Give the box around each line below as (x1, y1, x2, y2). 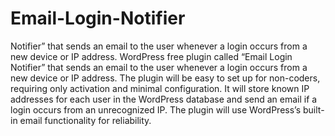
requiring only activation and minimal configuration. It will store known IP (10, 82, 310, 94)
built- (303, 103, 325, 116)
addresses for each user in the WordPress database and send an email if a (10, 93, 318, 105)
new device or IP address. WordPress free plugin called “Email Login (10, 50, 293, 62)
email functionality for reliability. (19, 114, 152, 126)
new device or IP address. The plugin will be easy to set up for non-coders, (10, 72, 321, 84)
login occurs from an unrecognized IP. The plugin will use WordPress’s (10, 103, 302, 116)
